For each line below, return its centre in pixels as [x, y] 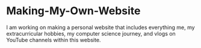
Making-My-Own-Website [73, 11]
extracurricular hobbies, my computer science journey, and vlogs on [91, 33]
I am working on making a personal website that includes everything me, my [100, 27]
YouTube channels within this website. [54, 40]
